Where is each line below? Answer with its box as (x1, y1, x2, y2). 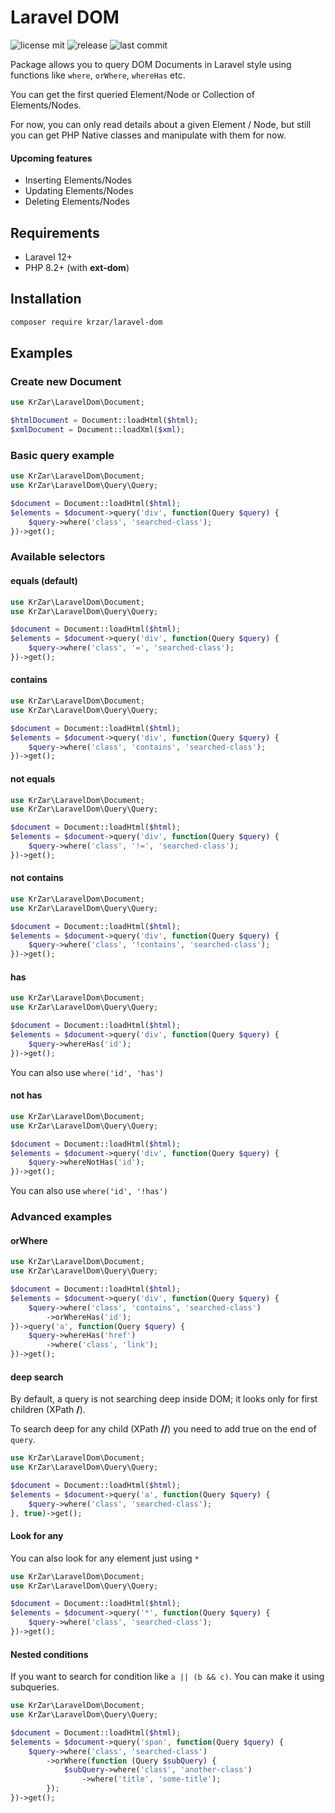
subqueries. (10, 1681, 60, 1693)
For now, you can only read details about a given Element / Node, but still (10, 118, 312, 130)
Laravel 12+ (24, 251, 73, 263)
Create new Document (10, 374, 122, 388)
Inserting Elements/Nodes (24, 174, 133, 186)
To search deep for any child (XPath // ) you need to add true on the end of (10, 1423, 317, 1435)
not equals (10, 772, 56, 785)
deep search (10, 1371, 64, 1383)
